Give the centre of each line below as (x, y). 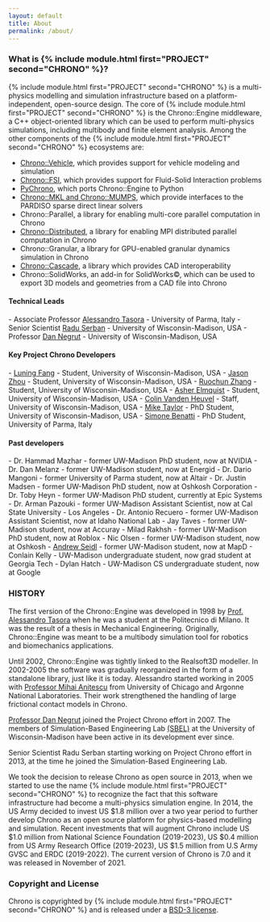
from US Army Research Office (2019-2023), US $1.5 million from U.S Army (133, 845)
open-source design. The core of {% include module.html (150, 104)
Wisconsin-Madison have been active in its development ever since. (122, 737)
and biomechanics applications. (61, 645)
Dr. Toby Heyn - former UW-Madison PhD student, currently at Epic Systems (135, 495)
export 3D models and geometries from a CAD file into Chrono (123, 283)
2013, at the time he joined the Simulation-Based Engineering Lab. (118, 761)
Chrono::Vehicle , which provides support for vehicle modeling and (130, 162)
